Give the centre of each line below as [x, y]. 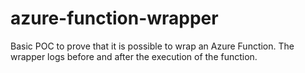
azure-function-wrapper [114, 18]
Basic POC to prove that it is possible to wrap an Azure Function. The [152, 46]
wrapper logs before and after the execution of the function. [134, 56]
